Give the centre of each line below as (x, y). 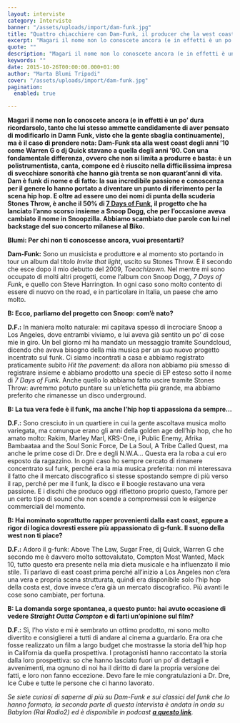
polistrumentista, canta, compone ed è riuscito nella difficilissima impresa (120, 166)
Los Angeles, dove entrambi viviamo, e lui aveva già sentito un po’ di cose (116, 335)
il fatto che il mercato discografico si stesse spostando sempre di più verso (118, 476)
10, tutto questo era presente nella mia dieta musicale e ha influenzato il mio (119, 565)
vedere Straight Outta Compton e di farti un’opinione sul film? (101, 616)
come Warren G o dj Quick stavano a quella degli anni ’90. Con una (108, 151)
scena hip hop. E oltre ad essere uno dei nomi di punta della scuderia (111, 196)
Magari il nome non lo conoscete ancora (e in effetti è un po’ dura (106, 120)
